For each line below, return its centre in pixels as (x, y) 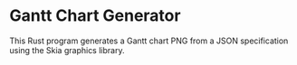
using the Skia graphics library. (67, 50)
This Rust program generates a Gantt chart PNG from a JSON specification (149, 41)
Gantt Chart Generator (95, 16)
